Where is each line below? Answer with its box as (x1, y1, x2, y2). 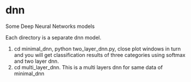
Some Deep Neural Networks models (5, 23, 95, 30)
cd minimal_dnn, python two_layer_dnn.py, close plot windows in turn (13, 45, 181, 52)
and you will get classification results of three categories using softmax (13, 51, 186, 58)
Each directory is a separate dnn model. (5, 34, 102, 41)
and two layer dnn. (13, 58, 59, 65)
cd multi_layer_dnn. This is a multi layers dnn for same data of (13, 63, 163, 70)
